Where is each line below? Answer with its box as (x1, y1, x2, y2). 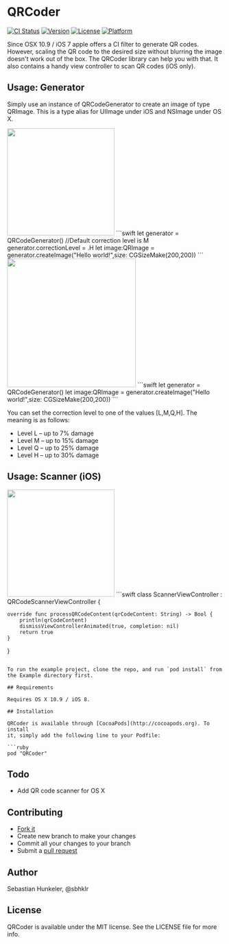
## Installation (7, 707, 53, 715)
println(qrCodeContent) (19, 616, 88, 624)
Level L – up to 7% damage (16, 429, 94, 437)
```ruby (7, 744, 29, 751)
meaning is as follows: (7, 415, 70, 424)
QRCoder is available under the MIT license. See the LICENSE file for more (7, 923, 217, 931)
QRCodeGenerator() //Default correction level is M (7, 236, 149, 244)
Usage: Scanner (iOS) (7, 471, 101, 483)
